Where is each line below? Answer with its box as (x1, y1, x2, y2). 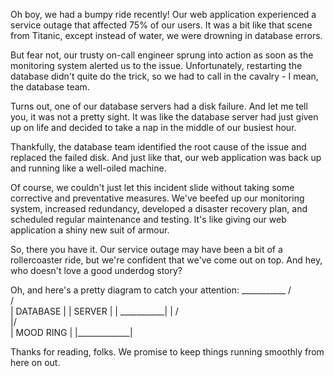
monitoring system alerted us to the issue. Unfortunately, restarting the (10, 60, 303, 71)
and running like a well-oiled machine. (10, 162, 167, 174)
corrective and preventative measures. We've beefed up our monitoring (10, 192, 305, 204)
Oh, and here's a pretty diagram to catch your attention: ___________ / (10, 284, 292, 296)
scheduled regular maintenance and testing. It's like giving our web (10, 214, 287, 225)
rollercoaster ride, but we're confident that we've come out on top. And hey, (10, 254, 323, 266)
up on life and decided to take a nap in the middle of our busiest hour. (10, 122, 297, 133)
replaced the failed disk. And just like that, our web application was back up (10, 152, 322, 163)
